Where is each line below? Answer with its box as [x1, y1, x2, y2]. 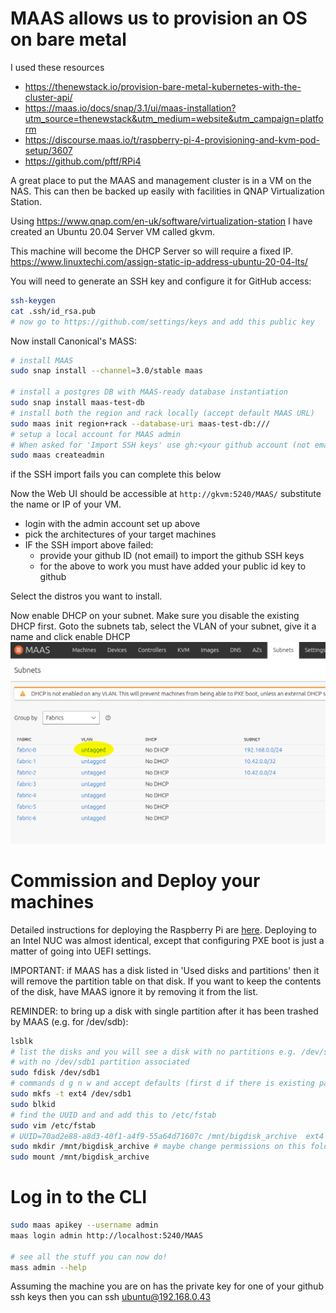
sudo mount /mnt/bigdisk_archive [10, 1152, 150, 1162]
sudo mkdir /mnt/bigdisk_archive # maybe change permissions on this [10, 1142, 307, 1152]
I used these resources [10, 61, 105, 73]
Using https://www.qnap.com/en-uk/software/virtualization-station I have [10, 215, 313, 227]
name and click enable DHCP [10, 631, 131, 643]
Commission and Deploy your [10, 869, 261, 892]
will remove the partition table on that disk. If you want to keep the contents [10, 975, 322, 987]
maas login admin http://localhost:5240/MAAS [10, 1230, 203, 1241]
